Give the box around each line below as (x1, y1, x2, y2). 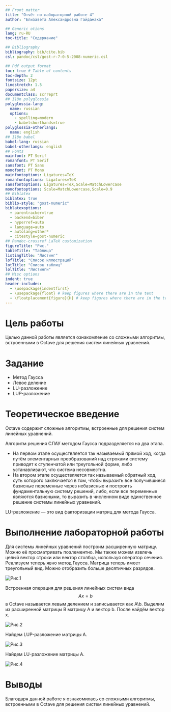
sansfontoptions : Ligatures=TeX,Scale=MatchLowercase (5, 182, 122, 187)
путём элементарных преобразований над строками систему (12, 456, 148, 462)
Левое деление (12, 380, 47, 386)
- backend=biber (10, 215, 44, 220)
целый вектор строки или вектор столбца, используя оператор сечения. (5, 555, 164, 561)
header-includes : (5, 281, 42, 286)
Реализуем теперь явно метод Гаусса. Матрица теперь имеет (5, 560, 140, 566)
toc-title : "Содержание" (5, 36, 58, 41)
